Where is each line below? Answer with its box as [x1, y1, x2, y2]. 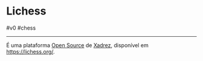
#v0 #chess [6, 24, 36, 31]
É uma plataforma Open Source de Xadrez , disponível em [6, 41, 149, 49]
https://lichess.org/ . [6, 48, 56, 55]
